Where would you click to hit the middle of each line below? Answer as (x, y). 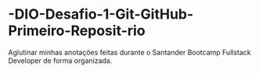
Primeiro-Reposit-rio (77, 31)
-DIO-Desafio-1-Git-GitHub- (101, 14)
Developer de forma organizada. (60, 61)
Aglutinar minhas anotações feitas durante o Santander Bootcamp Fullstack (130, 52)
